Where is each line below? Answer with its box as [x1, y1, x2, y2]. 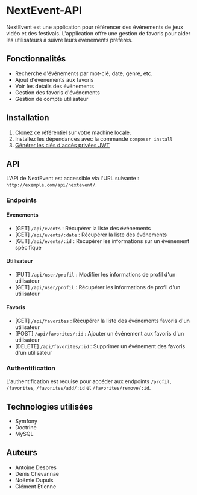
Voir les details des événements [14, 82, 95, 90]
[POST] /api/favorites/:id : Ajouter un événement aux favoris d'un [14, 330, 184, 337]
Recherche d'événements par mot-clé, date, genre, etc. [14, 70, 153, 77]
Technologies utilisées [6, 401, 93, 412]
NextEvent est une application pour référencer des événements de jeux [6, 23, 184, 31]
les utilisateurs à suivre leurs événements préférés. [6, 36, 133, 43]
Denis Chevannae [14, 470, 59, 477]
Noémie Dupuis [14, 476, 54, 484]
